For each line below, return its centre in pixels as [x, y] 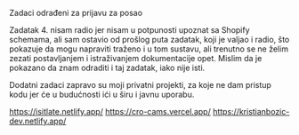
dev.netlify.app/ [38, 121]
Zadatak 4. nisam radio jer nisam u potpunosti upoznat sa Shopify [130, 30]
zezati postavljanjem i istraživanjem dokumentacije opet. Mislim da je [136, 58]
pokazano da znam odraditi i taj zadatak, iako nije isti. [107, 67]
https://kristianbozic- [251, 111]
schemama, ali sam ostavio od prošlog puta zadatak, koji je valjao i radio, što [149, 40]
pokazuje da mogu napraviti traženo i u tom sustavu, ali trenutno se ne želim [149, 49]
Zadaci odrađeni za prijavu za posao [76, 13]
